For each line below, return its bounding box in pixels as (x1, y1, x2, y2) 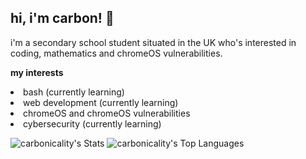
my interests (10, 66, 64, 78)
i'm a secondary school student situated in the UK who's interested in (10, 36, 297, 48)
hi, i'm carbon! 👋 (10, 10, 115, 27)
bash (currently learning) (23, 86, 125, 98)
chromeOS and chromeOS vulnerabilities (23, 107, 191, 119)
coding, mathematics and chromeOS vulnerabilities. (10, 47, 223, 59)
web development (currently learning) (23, 96, 179, 108)
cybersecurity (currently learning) (23, 117, 162, 130)
